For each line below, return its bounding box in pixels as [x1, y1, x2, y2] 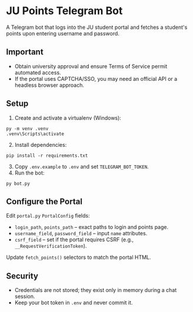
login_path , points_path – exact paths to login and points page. [14, 224, 169, 231]
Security [6, 271, 38, 281]
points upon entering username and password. [6, 29, 119, 37]
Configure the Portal [6, 196, 82, 206]
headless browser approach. [14, 81, 84, 88]
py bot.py [6, 180, 31, 186]
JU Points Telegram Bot [6, 4, 123, 18]
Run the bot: [14, 169, 45, 176]
